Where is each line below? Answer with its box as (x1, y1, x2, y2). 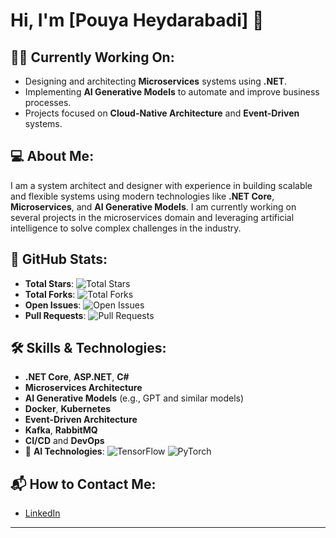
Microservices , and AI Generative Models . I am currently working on (10, 200, 297, 213)
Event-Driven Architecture (24, 414, 138, 426)
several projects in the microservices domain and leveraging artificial (10, 211, 295, 223)
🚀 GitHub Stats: (10, 251, 108, 268)
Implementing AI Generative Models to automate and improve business (24, 86, 320, 98)
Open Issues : (24, 299, 82, 311)
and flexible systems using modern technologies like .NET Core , (10, 190, 275, 202)
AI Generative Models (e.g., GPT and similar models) (24, 392, 245, 404)
